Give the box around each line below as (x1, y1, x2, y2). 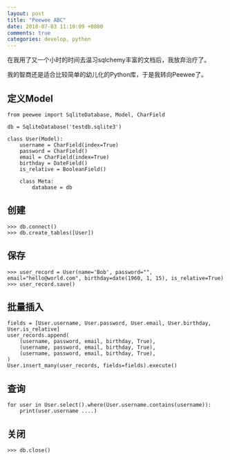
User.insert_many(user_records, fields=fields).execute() (7, 362, 178, 369)
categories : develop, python (7, 36, 91, 43)
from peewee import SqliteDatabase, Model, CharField (7, 111, 166, 118)
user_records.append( (7, 332, 70, 339)
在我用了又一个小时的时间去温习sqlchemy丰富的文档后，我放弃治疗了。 (7, 56, 211, 64)
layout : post (7, 10, 45, 17)
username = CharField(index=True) (19, 141, 119, 149)
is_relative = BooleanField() (19, 165, 107, 173)
